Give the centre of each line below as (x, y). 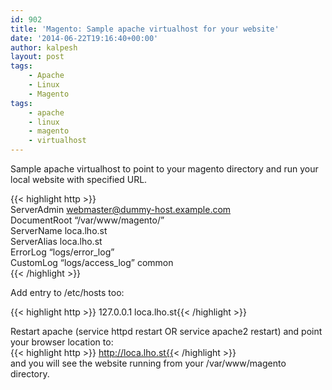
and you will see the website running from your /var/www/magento (148, 363)
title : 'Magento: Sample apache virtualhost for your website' (145, 29)
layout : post (37, 57)
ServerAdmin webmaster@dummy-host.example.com (121, 209)
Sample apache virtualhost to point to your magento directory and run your (164, 169)
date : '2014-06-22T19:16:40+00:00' (84, 38)
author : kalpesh (44, 47)
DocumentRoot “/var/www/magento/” (87, 220)
